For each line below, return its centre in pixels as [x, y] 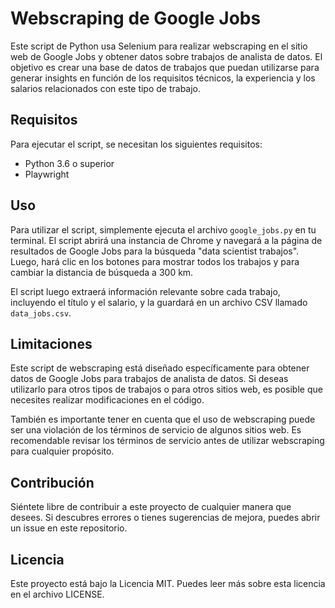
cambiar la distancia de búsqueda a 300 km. [102, 272]
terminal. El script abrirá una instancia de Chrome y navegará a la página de [166, 240]
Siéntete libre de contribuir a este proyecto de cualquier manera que [151, 507]
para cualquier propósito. [62, 451]
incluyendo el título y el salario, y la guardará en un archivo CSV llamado [159, 302]
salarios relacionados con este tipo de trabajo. [106, 88]
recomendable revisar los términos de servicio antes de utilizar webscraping [167, 441]
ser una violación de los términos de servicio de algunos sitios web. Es [156, 430]
